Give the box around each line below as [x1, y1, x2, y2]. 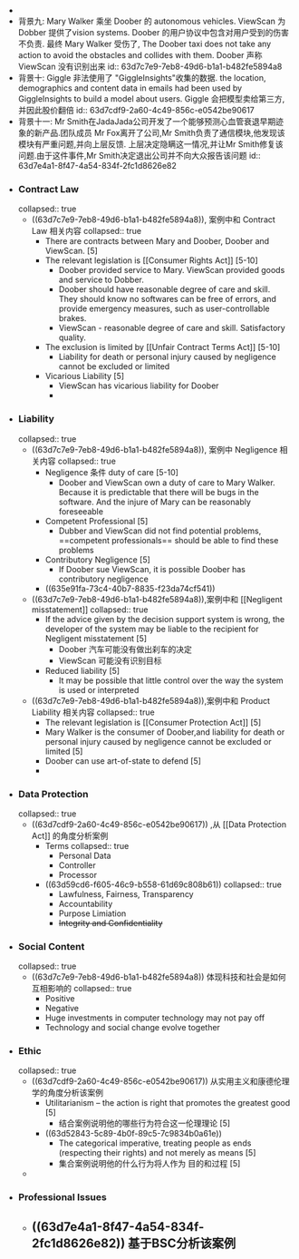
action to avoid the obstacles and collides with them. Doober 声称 [17, 50, 263, 60]
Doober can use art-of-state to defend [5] [44, 755, 202, 766]
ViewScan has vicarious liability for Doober [58, 380, 219, 391]
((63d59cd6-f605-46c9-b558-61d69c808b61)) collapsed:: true [44, 879, 283, 890]
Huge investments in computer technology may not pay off [44, 1012, 265, 1023]
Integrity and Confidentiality [58, 917, 163, 928]
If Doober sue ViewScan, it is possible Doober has [58, 563, 246, 574]
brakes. [58, 313, 87, 324]
